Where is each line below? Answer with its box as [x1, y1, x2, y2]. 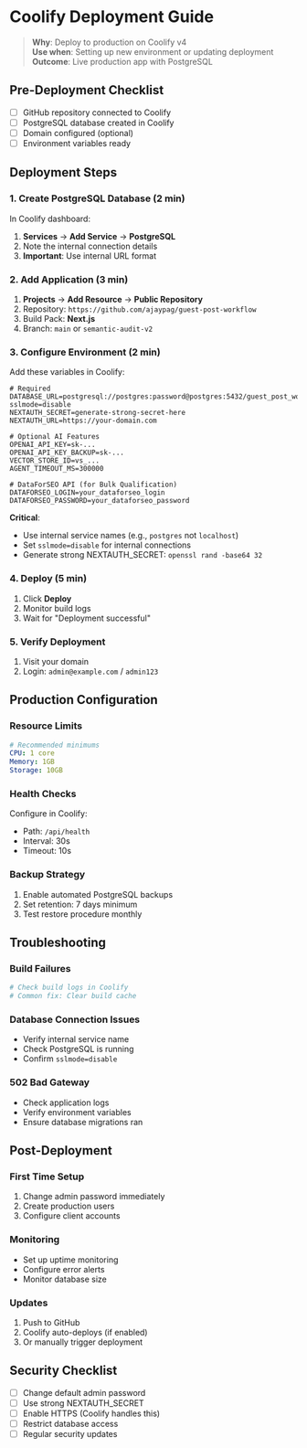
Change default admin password [22, 1387, 146, 1398]
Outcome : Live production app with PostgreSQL [31, 56, 213, 67]
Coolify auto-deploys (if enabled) [22, 1326, 148, 1337]
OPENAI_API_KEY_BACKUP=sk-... [9, 448, 125, 458]
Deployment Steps [9, 165, 117, 180]
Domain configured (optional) [22, 127, 134, 138]
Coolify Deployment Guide [9, 6, 215, 27]
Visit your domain [22, 655, 90, 666]
